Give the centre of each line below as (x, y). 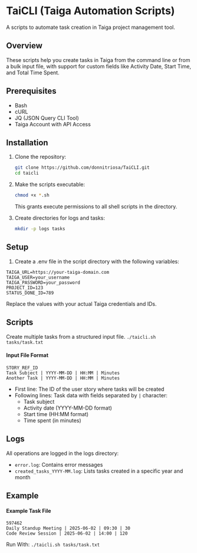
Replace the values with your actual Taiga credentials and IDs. (82, 304)
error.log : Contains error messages (59, 464)
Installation (27, 143)
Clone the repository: (40, 157)
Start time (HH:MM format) (56, 414)
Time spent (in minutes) (52, 420)
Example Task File (29, 511)
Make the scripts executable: (50, 185)
